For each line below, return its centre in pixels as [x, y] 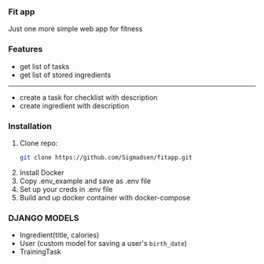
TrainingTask [40, 252]
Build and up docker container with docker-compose [105, 197]
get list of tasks [44, 66]
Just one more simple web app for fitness [75, 29]
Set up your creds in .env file [66, 189]
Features [26, 49]
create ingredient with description [74, 105]
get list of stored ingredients [65, 75]
